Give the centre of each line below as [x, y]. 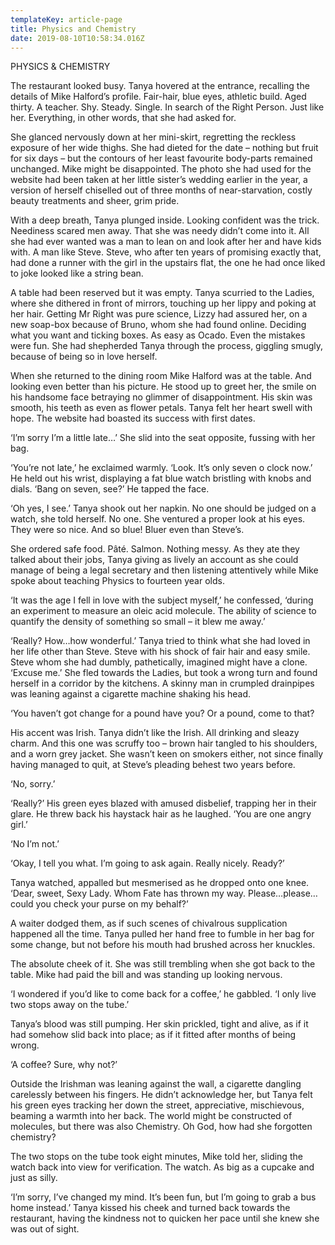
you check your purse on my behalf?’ [112, 904]
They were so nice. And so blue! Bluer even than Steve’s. [127, 530]
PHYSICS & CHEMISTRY [60, 67]
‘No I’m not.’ [35, 844]
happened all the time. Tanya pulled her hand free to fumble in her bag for [162, 934]
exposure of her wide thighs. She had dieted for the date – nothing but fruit [164, 148]
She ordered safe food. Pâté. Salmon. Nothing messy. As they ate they [155, 549]
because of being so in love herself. [84, 357]
